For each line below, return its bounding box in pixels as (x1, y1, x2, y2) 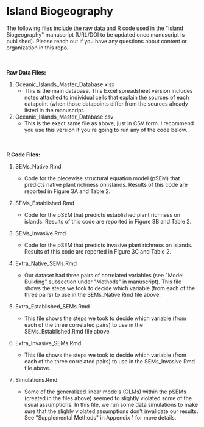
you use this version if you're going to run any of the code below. (24, 126, 188, 133)
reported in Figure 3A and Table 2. (24, 188, 111, 195)
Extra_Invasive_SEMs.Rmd (15, 339, 82, 346)
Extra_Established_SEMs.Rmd (15, 302, 90, 310)
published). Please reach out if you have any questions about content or (6, 37, 188, 45)
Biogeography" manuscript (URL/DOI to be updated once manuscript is (6, 31, 185, 38)
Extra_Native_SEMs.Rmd (15, 260, 77, 267)
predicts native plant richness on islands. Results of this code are (24, 181, 188, 188)
